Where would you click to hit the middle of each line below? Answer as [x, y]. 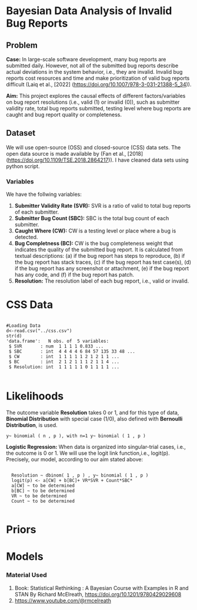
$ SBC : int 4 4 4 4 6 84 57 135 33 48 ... [72, 352]
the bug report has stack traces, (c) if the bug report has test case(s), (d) [103, 262]
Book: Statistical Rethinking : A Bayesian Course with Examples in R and [102, 588]
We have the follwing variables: [44, 194]
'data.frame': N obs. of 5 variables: [58, 341]
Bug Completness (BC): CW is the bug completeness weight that [94, 244]
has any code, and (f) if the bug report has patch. [74, 275]
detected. [26, 237]
